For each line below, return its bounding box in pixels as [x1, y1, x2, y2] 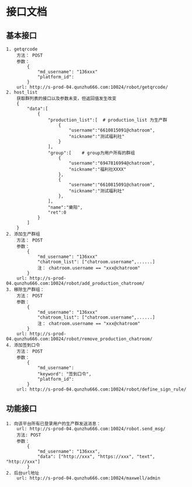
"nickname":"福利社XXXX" [68, 167, 127, 172]
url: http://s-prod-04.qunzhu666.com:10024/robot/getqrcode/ [16, 84, 168, 90]
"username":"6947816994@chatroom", [68, 160, 156, 166]
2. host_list [6, 89, 38, 95]
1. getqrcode [6, 46, 38, 52]
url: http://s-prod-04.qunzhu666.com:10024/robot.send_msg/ [16, 426, 166, 431]
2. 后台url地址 [6, 470, 40, 476]
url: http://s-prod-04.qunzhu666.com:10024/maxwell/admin [16, 475, 160, 481]
